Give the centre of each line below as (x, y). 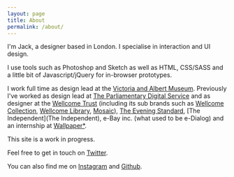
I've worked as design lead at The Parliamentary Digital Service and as (109, 96)
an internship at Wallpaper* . (47, 126)
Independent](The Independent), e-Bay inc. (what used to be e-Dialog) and (116, 118)
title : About (26, 20)
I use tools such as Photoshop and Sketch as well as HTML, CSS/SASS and (115, 68)
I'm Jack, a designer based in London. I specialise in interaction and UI (109, 47)
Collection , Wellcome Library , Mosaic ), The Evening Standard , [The (104, 111)
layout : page (26, 14)
